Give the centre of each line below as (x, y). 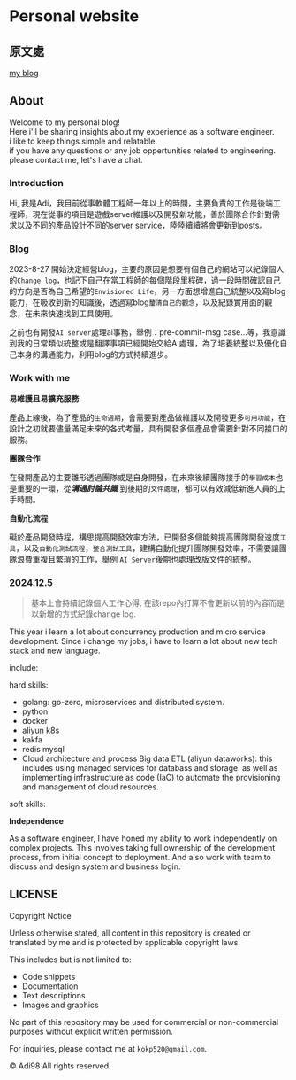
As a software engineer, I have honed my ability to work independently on (143, 838)
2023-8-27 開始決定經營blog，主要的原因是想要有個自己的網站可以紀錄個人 (147, 269)
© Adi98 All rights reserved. (61, 1066)
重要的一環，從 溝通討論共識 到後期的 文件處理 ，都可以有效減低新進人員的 (147, 488)
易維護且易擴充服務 (44, 398)
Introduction (36, 183)
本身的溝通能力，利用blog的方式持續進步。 (94, 354)
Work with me (40, 378)
